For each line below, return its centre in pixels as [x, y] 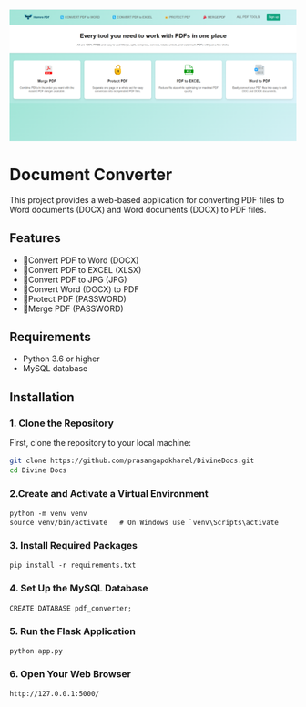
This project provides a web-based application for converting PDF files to [147, 199]
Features [35, 238]
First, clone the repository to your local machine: [100, 443]
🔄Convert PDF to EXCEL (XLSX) [82, 269]
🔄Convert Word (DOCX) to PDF [81, 289]
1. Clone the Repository [61, 423]
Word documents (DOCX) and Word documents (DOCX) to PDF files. [138, 209]
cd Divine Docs [38, 470]
